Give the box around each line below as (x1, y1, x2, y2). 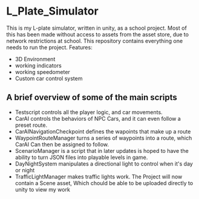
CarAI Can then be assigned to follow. (15, 141, 109, 148)
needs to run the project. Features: (6, 44, 93, 51)
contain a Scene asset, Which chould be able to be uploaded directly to (15, 179, 194, 186)
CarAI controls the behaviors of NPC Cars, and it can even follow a (15, 115, 181, 122)
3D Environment (15, 55, 56, 62)
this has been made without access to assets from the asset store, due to (6, 30, 189, 38)
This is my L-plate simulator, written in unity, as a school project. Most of (6, 24, 188, 32)
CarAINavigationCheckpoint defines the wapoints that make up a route (15, 127, 191, 135)
